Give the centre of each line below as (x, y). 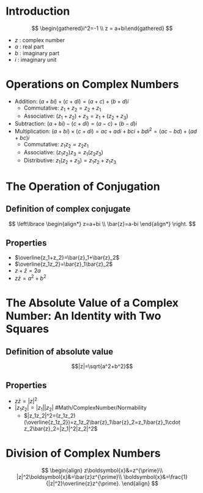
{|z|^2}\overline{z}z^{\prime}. (83, 484)
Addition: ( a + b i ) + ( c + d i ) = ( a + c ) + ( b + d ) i (72, 101)
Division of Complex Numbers (83, 453)
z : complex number (40, 40)
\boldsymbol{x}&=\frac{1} (156, 477)
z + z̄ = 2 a (28, 271)
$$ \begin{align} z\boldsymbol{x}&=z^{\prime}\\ (102, 470)
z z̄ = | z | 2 (26, 401)
